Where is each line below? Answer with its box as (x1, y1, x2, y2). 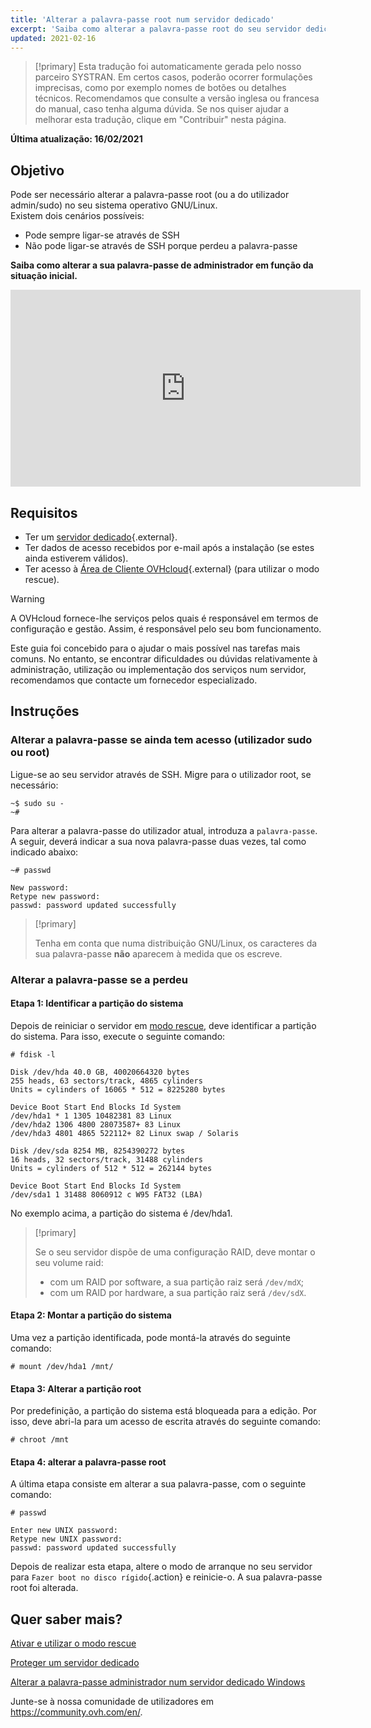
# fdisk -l (10, 1049, 56, 1060)
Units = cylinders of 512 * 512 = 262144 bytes (10, 1163, 213, 1173)
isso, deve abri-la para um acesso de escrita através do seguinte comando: (10, 1416, 322, 1428)
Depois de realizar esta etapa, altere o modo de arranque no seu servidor (10, 1561, 313, 1573)
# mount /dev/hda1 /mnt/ (10, 1362, 114, 1372)
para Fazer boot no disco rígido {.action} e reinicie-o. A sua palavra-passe (10, 1571, 323, 1583)
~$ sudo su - (10, 798, 65, 808)
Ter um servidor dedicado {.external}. (24, 531, 178, 543)
